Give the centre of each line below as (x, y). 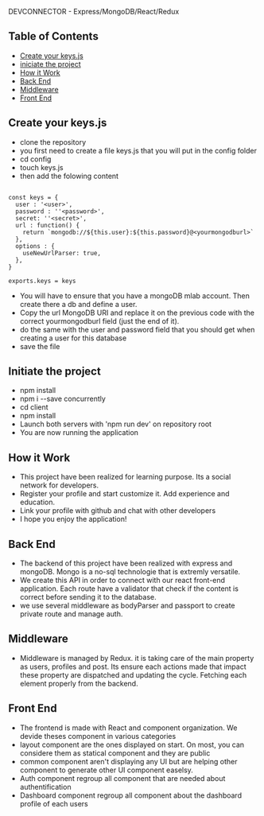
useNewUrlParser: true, (62, 253)
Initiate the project (54, 372)
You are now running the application (79, 433)
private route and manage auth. (71, 614)
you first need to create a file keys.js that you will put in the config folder (138, 150)
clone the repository (53, 142)
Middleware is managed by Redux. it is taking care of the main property (137, 658)
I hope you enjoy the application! (73, 519)
